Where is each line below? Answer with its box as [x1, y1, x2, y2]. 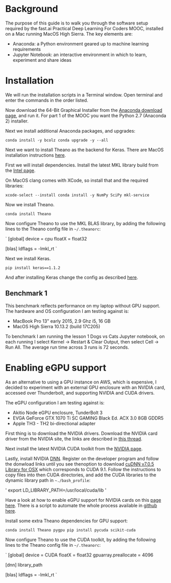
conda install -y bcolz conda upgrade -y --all [5, 137, 109, 143]
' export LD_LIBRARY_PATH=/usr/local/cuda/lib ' [5, 487, 107, 493]
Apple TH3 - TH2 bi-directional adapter [12, 420, 96, 426]
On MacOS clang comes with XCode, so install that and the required [5, 177, 149, 183]
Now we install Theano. [5, 201, 55, 207]
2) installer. [5, 118, 29, 124]
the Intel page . [5, 167, 36, 174]
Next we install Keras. [5, 255, 51, 261]
